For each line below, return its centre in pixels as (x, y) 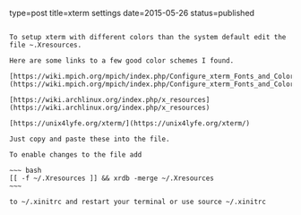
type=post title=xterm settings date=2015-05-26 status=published (132, 13)
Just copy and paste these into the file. (90, 139)
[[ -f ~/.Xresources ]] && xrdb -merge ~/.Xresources (112, 178)
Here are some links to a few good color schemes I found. (122, 61)
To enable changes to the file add (76, 155)
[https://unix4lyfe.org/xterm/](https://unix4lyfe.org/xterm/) (130, 124)
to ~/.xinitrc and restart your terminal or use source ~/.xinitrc (138, 202)
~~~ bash (26, 170)
